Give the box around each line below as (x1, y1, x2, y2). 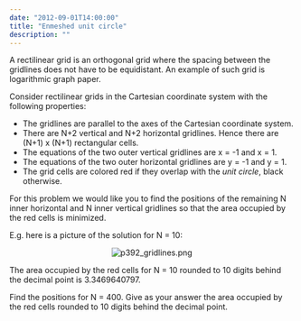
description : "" (9, 30, 71, 39)
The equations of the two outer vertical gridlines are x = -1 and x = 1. (22, 147, 277, 158)
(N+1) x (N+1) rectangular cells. (22, 137, 139, 149)
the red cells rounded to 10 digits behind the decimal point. (9, 301, 229, 312)
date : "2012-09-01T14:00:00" (9, 13, 119, 23)
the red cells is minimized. (9, 213, 107, 224)
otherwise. (22, 176, 63, 187)
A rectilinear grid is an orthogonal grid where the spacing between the (9, 55, 271, 66)
